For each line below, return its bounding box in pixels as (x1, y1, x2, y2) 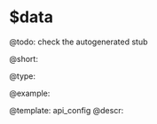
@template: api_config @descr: (9, 105, 124, 115)
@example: (9, 88, 51, 98)
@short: (9, 53, 38, 64)
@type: (9, 70, 36, 81)
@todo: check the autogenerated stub (9, 36, 148, 47)
